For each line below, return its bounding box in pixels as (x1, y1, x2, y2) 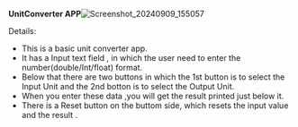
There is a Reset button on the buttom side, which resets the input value (21, 100, 289, 111)
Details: (8, 26, 37, 36)
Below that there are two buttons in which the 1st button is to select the (21, 72, 285, 82)
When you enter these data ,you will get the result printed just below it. (21, 90, 284, 101)
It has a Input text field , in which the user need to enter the (21, 53, 241, 63)
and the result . (21, 110, 78, 120)
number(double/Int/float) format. (21, 63, 143, 72)
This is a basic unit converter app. (21, 43, 148, 54)
